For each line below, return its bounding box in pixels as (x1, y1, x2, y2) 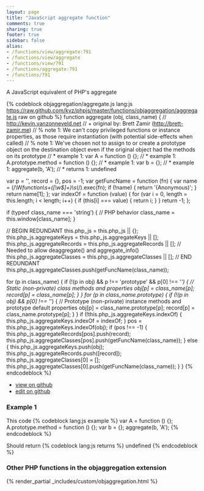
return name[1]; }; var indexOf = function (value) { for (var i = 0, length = (6, 191, 188, 198)
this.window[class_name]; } (6, 215, 76, 223)
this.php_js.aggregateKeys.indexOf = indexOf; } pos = (6, 317, 142, 325)
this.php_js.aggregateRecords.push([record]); (6, 350, 122, 357)
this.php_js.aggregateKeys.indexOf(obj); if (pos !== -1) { (6, 324, 148, 331)
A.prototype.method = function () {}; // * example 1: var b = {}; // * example (6, 159, 194, 166)
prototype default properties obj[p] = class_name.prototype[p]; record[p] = (6, 304, 195, 311)
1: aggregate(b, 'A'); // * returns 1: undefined (6, 166, 117, 173)
